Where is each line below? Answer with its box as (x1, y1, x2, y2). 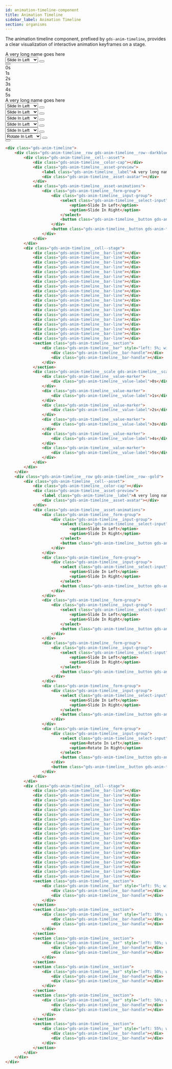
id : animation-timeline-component (5, 7, 79, 13)
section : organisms (5, 22, 47, 27)
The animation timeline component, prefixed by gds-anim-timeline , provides (5, 36, 166, 42)
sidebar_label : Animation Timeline (5, 17, 81, 22)
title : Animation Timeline (5, 12, 63, 17)
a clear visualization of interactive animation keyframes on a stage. (5, 41, 146, 48)
